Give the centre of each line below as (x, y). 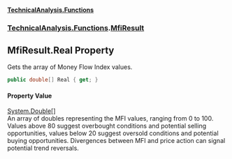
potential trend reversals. (43, 148)
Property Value (30, 96)
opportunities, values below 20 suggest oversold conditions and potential (113, 133)
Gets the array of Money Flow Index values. (70, 67)
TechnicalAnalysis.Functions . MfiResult (76, 28)
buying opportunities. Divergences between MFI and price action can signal (116, 141)
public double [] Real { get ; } (53, 80)
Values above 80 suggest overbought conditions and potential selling (107, 126)
